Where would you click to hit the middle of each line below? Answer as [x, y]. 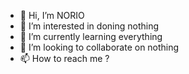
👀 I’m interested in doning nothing [89, 26]
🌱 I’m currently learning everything [91, 36]
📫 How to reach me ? [64, 58]
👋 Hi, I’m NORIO [52, 15]
